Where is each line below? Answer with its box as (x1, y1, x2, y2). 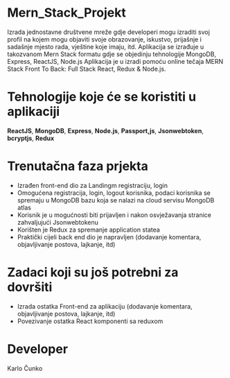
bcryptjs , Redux (7, 134, 55, 142)
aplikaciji (7, 104, 60, 119)
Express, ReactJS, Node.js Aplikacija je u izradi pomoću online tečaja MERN (7, 57, 224, 65)
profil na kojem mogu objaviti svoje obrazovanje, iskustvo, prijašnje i (7, 35, 202, 43)
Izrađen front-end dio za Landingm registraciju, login (17, 181, 168, 189)
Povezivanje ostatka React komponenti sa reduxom (17, 317, 163, 325)
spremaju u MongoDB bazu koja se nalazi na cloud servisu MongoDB (17, 196, 215, 204)
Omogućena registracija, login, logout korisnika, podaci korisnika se (17, 189, 211, 197)
